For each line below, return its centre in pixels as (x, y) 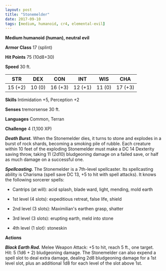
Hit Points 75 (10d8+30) (30, 57)
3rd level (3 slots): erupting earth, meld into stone (63, 218)
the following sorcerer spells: (35, 180)
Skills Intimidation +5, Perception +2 (42, 100)
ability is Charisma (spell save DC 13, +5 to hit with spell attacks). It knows (81, 174)
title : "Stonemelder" (28, 14)
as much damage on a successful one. (45, 159)
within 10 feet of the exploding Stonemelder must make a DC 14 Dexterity (80, 149)
